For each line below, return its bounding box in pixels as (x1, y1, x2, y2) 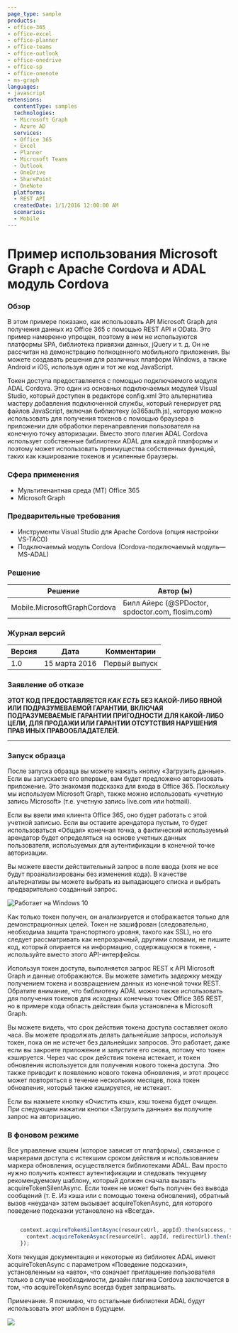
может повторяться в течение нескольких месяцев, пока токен (7, 1076, 200, 1084)
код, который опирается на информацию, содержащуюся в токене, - (7, 943, 217, 951)
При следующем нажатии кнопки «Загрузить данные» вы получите (7, 1105, 212, 1113)
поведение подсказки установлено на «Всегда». (7, 1207, 155, 1215)
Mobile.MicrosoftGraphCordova (11, 603, 116, 612)
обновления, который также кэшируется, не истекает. (7, 1084, 171, 1092)
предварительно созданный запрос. (7, 885, 118, 894)
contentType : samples (13, 103, 78, 110)
